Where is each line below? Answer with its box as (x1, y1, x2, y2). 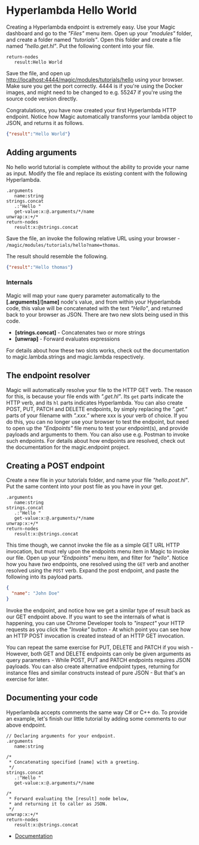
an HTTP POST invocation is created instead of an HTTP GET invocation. (6, 632, 185, 639)
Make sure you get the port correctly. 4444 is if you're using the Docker (6, 82, 183, 90)
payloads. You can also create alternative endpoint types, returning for (6, 663, 180, 670)
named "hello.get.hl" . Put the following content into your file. (6, 42, 155, 50)
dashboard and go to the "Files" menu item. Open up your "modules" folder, (6, 29, 192, 36)
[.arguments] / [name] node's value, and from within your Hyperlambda (6, 298, 181, 305)
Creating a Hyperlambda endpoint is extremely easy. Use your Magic (6, 23, 176, 30)
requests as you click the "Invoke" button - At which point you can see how (6, 626, 191, 633)
